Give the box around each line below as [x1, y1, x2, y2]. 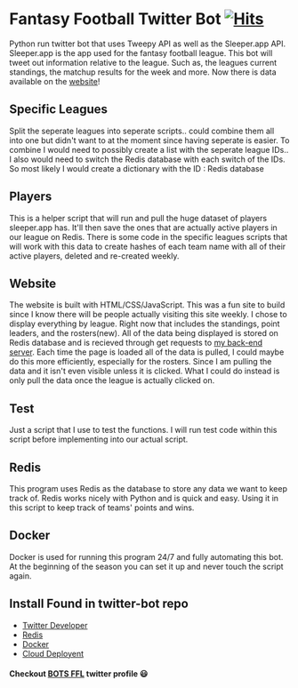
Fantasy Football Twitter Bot [9, 9, 221, 29]
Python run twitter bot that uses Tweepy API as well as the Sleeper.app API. [9, 38, 286, 49]
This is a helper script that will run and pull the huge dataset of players [9, 212, 268, 223]
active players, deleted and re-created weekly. [9, 250, 180, 261]
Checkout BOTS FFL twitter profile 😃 [9, 668, 149, 679]
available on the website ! [9, 76, 101, 86]
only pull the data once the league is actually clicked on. [9, 375, 215, 386]
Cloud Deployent [21, 648, 85, 659]
